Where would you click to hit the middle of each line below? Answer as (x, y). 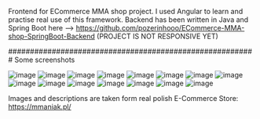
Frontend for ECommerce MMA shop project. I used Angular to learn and (126, 11)
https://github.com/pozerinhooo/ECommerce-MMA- (160, 28)
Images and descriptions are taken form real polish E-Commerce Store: (123, 98)
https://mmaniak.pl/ (40, 106)
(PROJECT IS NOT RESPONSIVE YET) (157, 36)
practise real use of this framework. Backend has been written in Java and (128, 20)
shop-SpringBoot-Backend (52, 36)
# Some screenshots (42, 59)
